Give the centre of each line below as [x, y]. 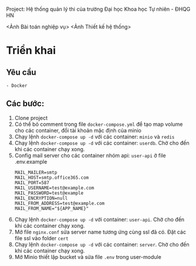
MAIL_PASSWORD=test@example [49, 193]
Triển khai [31, 51]
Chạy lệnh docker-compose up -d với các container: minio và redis [94, 137]
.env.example [31, 161]
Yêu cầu [21, 72]
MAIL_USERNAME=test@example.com [54, 188]
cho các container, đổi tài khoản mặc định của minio [78, 130]
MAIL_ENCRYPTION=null [41, 198]
